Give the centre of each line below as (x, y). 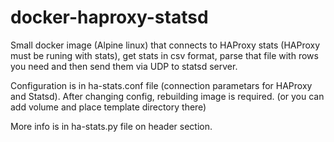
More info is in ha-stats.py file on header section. (111, 126)
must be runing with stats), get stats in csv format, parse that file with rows (164, 55)
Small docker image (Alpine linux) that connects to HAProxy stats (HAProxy (165, 45)
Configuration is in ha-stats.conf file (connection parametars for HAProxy (161, 85)
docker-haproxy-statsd (109, 17)
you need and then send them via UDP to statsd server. (124, 66)
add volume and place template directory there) (108, 107)
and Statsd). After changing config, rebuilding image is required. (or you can (167, 96)
